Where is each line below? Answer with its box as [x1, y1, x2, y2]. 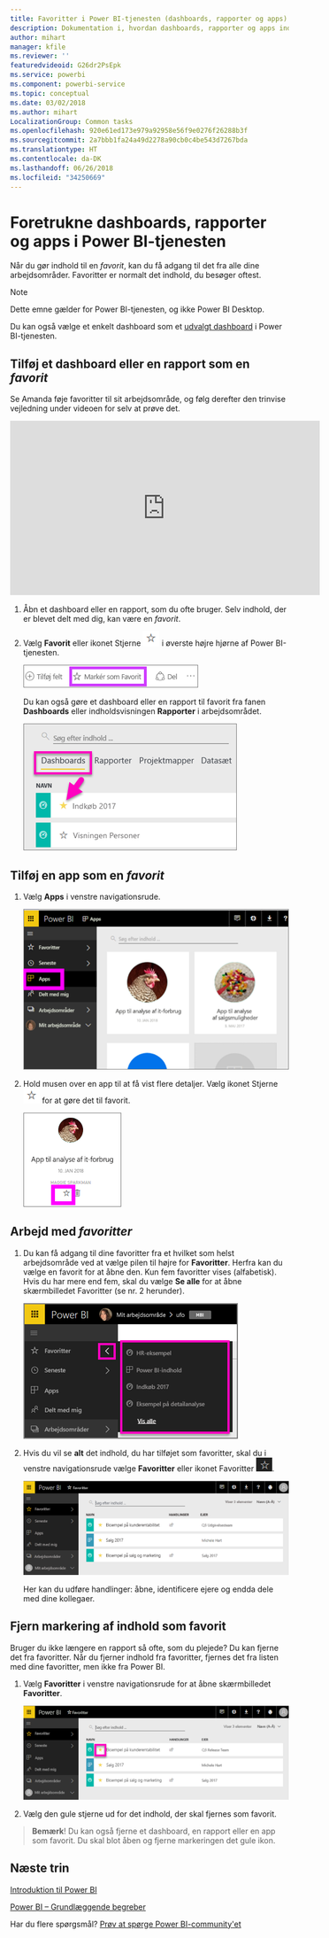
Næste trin [10, 1861, 70, 1876]
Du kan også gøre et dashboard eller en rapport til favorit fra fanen [22, 696, 266, 708]
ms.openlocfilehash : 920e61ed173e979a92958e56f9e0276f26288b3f [10, 127, 249, 136]
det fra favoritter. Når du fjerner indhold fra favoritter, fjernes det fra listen [10, 1652, 279, 1663]
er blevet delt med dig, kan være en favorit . [22, 614, 181, 624]
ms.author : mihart [10, 107, 78, 117]
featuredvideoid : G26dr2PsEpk [10, 61, 122, 70]
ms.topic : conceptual [10, 89, 90, 97]
